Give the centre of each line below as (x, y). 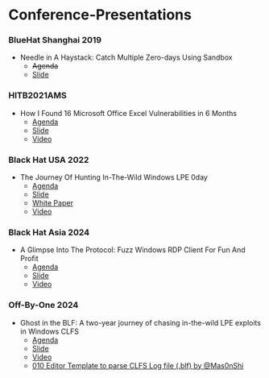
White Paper (53, 203)
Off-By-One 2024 (43, 305)
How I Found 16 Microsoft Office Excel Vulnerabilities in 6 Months (128, 113)
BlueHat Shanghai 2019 (55, 40)
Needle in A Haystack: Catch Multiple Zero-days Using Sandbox (126, 57)
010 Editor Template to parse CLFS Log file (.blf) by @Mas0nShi (138, 365)
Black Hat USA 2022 (49, 160)
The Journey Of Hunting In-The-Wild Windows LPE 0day (114, 177)
